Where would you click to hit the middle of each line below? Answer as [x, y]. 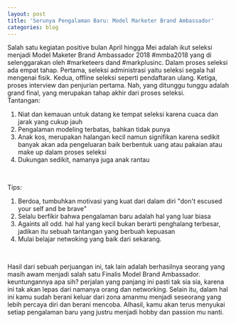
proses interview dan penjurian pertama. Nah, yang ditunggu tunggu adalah [118, 86]
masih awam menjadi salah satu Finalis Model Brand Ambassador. [104, 275]
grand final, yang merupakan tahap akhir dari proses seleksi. [96, 93]
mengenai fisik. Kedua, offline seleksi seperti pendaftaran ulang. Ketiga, [112, 78]
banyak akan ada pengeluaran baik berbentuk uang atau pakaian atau [120, 145]
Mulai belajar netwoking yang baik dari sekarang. [90, 239]
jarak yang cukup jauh [50, 122]
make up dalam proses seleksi [62, 152]
